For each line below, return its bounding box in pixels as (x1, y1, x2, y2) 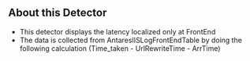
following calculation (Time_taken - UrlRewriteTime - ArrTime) (19, 43, 221, 53)
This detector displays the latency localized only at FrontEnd (19, 27, 216, 36)
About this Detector (8, 6, 107, 20)
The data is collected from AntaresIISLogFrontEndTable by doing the (19, 35, 243, 45)
